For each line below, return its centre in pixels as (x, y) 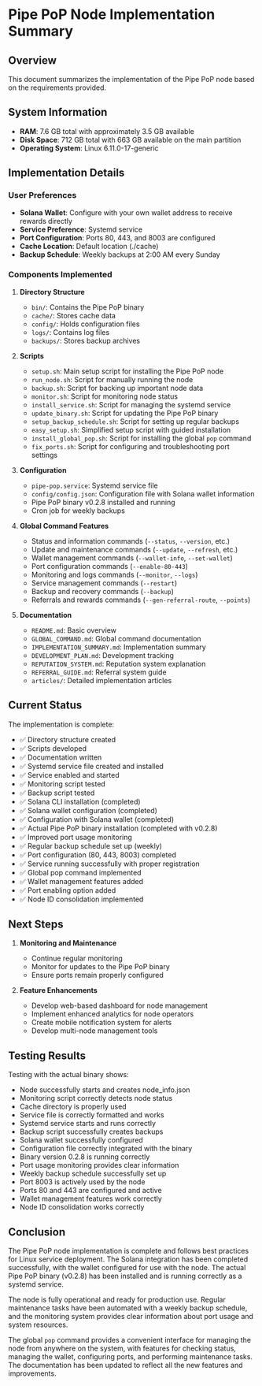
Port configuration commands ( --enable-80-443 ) (110, 566)
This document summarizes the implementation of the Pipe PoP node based (131, 79)
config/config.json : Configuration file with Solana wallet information (143, 493)
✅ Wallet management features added (81, 881)
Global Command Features (64, 526)
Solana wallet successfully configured (81, 1140)
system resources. (38, 1325)
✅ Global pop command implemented (80, 872)
